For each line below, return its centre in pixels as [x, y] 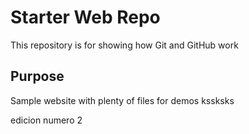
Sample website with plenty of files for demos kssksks [122, 100]
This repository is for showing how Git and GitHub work [124, 45]
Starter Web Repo [85, 17]
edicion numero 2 [46, 120]
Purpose [37, 76]
